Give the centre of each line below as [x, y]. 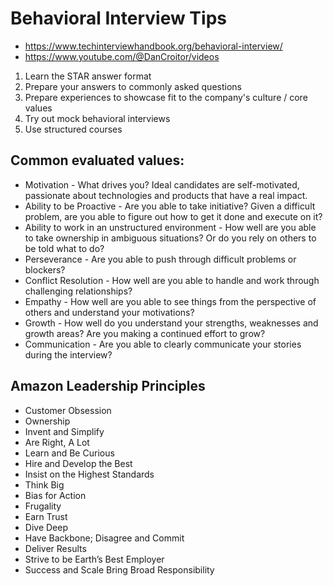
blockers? [45, 269]
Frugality [43, 506]
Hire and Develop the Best [78, 463]
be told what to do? [64, 248]
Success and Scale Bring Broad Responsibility [119, 569]
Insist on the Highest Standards [89, 474]
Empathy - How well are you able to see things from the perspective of [170, 301]
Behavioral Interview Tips [118, 18]
